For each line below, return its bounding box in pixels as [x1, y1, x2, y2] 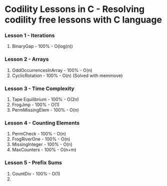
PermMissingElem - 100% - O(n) [11, 107, 79, 113]
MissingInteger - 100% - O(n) [11, 141, 73, 147]
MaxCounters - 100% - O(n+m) [11, 146, 76, 153]
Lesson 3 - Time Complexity [4, 85, 74, 92]
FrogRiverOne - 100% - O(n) [11, 136, 70, 142]
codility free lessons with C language [4, 14, 162, 25]
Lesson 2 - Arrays [4, 56, 49, 63]
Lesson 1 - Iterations [4, 32, 55, 39]
